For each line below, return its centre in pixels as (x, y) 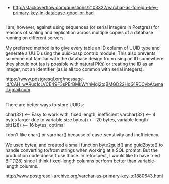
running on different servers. (35, 38)
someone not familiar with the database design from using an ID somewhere (84, 59)
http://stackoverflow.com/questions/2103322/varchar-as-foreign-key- (86, 7)
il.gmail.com (18, 90)
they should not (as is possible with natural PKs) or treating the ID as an (79, 64)
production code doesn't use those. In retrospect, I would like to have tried (83, 155)
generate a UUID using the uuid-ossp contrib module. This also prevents (80, 53)
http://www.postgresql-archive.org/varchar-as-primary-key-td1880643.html (84, 176)
